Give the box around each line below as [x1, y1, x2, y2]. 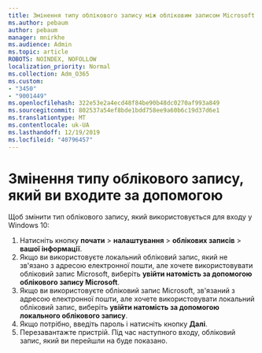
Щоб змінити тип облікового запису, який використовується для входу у [8, 212, 253, 222]
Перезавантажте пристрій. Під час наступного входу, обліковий [19, 328, 236, 337]
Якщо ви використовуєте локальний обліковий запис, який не [19, 252, 228, 262]
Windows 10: [8, 221, 50, 230]
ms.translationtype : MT [8, 114, 87, 122]
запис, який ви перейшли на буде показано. [19, 336, 168, 346]
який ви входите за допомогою [8, 186, 223, 204]
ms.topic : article [8, 48, 68, 56]
